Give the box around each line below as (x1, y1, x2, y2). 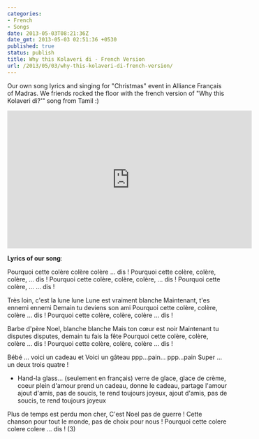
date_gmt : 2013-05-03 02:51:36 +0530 (7, 36, 117, 43)
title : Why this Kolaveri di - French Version (7, 56, 145, 63)
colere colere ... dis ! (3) (7, 424, 76, 433)
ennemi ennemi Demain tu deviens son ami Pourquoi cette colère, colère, (7, 303, 218, 312)
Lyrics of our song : (7, 253, 63, 263)
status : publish (7, 50, 54, 57)
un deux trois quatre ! (7, 360, 69, 368)
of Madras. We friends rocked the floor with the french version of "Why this (7, 89, 225, 97)
